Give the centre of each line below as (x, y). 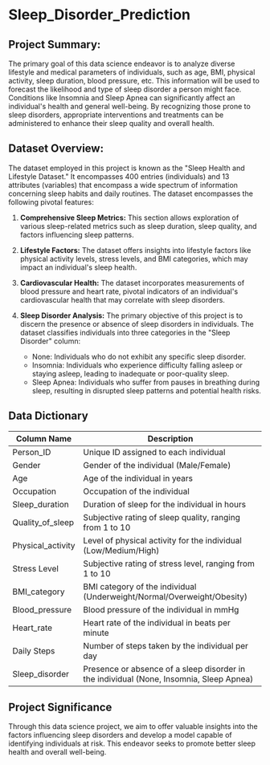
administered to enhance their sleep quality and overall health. (111, 123)
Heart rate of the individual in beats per (157, 622)
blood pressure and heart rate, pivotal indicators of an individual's (129, 291)
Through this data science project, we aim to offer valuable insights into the (133, 726)
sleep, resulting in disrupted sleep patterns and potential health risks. (146, 390)
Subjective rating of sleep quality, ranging (162, 517)
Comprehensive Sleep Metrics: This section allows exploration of (129, 218)
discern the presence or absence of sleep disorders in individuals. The (137, 323)
